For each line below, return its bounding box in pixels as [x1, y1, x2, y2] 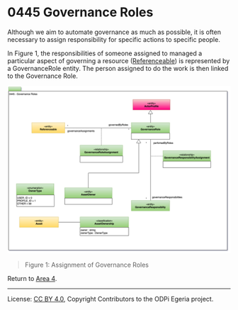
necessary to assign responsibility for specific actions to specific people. [7, 35, 221, 43]
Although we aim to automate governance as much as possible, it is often [7, 28, 222, 36]
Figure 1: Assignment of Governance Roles [24, 260, 149, 269]
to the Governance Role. [7, 72, 78, 80]
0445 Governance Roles [7, 4, 154, 21]
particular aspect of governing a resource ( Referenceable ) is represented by [7, 56, 230, 65]
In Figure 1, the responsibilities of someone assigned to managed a [7, 49, 203, 57]
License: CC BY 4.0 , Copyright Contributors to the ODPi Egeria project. [7, 294, 214, 303]
